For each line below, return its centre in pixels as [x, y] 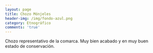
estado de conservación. [30, 46]
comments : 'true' [23, 27]
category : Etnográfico [28, 23]
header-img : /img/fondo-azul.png [39, 18]
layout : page [18, 9]
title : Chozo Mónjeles [28, 14]
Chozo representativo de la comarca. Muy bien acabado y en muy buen [77, 41]
